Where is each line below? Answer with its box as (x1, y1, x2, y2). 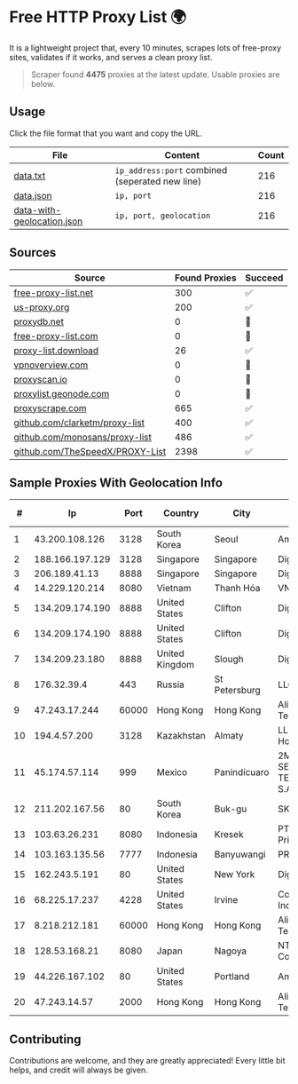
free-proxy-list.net (13, 286, 94, 298)
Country (163, 507, 200, 519)
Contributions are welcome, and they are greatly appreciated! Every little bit (9, 1056, 286, 1066)
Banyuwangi (214, 849, 266, 861)
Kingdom (156, 659, 195, 671)
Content (164, 148, 200, 161)
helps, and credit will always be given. (9, 1064, 148, 1075)
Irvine (214, 894, 239, 906)
